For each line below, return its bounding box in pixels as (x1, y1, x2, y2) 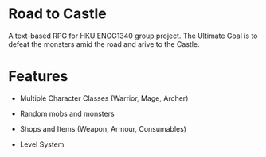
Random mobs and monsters (19, 109, 115, 118)
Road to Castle (8, 5, 108, 23)
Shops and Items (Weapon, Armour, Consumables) (19, 124, 187, 133)
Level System (19, 140, 65, 149)
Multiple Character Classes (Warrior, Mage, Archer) (19, 93, 189, 103)
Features (8, 67, 68, 86)
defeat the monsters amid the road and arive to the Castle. (8, 39, 200, 48)
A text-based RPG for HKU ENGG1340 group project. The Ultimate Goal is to (8, 31, 258, 40)
